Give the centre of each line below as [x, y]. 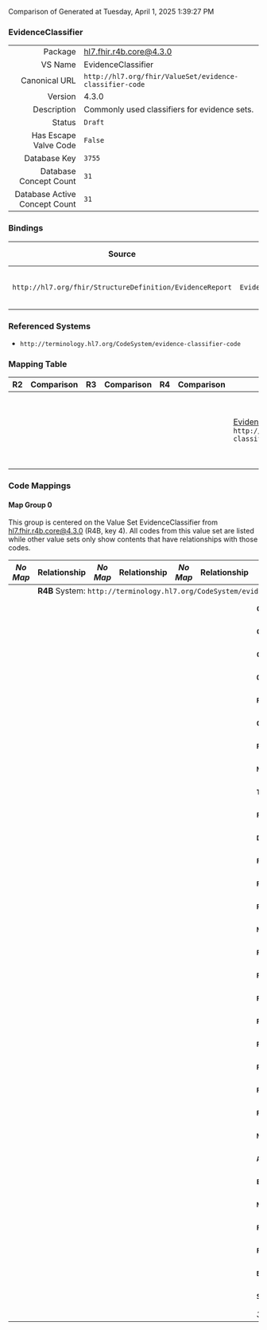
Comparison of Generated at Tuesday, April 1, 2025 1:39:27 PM [111, 12]
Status [64, 123]
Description [55, 109]
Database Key [50, 159]
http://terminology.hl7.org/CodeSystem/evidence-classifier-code [130, 344]
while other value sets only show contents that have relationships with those [133, 539]
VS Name [59, 65]
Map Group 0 [31, 505]
